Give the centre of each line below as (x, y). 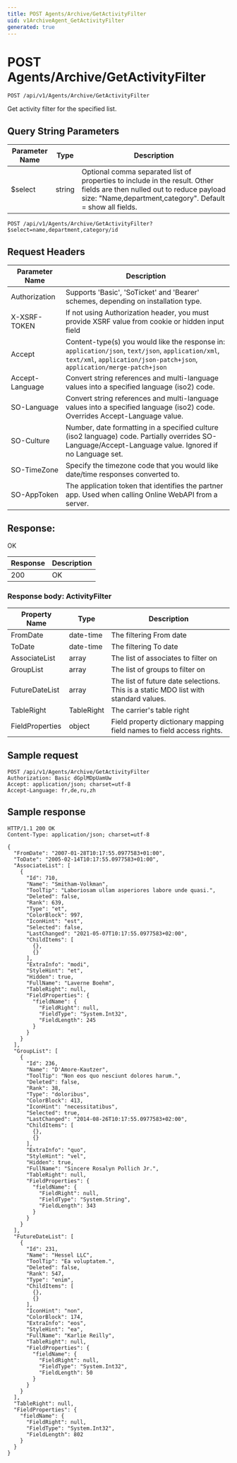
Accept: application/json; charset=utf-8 (69, 784)
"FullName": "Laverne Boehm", (70, 983)
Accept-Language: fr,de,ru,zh (52, 790)
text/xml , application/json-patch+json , (132, 359)
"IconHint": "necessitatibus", (72, 1107)
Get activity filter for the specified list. (62, 109)
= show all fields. (109, 207)
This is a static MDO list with (158, 690)
